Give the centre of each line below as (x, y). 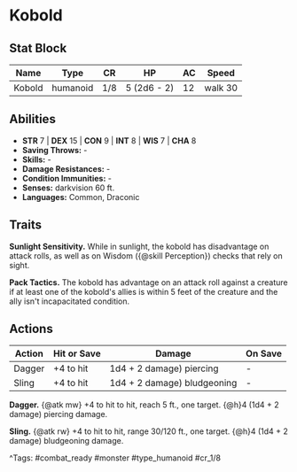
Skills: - (36, 159)
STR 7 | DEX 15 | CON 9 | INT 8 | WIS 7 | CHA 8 (109, 140)
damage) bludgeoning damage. (66, 441)
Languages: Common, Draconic (81, 197)
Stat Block (38, 48)
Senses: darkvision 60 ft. (68, 188)
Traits (26, 225)
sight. (20, 265)
